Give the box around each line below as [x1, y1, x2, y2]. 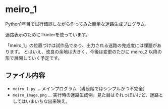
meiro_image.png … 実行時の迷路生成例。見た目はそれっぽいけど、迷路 [12, 92, 159, 98]
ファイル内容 [5, 71, 45, 80]
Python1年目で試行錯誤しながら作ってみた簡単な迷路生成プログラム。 [5, 21, 150, 27]
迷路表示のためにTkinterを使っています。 [5, 31, 90, 37]
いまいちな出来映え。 [26, 98, 71, 104]
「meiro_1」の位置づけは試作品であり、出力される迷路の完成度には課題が [5, 42, 157, 48]
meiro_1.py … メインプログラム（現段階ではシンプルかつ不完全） [12, 85, 148, 91]
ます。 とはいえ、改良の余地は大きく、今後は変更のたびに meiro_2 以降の [9, 48, 162, 54]
